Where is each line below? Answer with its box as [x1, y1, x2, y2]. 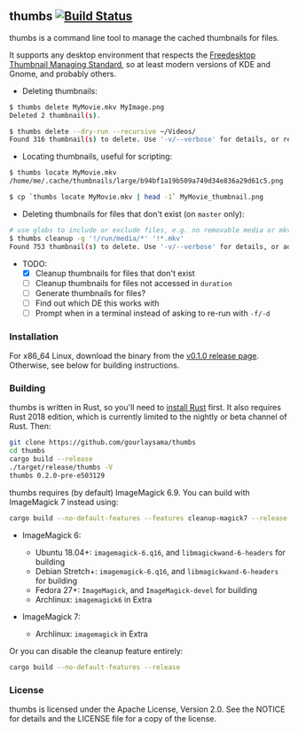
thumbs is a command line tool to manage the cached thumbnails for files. [9, 32, 279, 43]
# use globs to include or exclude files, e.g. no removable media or [9, 225, 276, 235]
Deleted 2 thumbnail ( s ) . [9, 111, 101, 120]
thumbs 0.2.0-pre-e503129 [9, 471, 105, 480]
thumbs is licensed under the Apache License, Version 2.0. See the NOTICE [9, 704, 286, 714]
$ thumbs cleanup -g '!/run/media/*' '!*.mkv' [9, 234, 184, 243]
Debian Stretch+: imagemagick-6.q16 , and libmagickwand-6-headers [35, 565, 279, 576]
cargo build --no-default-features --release [9, 662, 180, 672]
